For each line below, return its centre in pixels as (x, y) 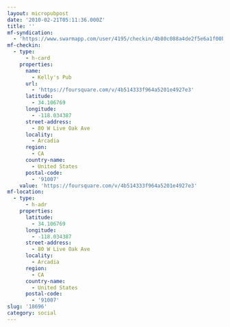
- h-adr (36, 205)
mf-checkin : (24, 45)
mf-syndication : (30, 33)
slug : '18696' (27, 307)
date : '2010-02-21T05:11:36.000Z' (56, 20)
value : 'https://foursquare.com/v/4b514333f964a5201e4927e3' (108, 186)
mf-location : (26, 192)
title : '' (21, 26)
